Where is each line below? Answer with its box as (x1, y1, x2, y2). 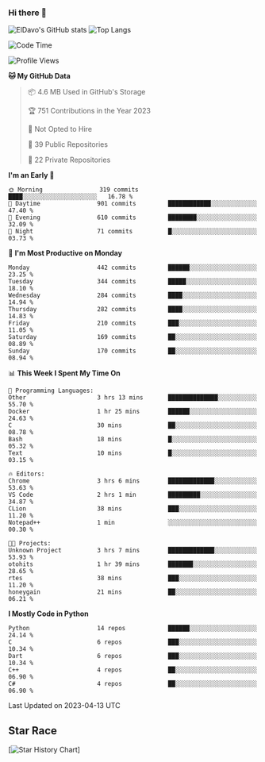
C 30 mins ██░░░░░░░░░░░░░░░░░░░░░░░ (8, 421, 258, 429)
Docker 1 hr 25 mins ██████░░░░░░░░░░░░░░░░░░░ (8, 408, 258, 416)
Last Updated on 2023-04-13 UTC (8, 701, 121, 710)
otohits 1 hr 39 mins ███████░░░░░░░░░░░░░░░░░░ (8, 560, 258, 568)
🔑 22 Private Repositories (27, 155, 111, 165)
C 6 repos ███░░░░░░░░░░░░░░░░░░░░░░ (8, 638, 258, 646)
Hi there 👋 (8, 7, 48, 18)
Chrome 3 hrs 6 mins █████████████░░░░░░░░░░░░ (8, 477, 258, 485)
